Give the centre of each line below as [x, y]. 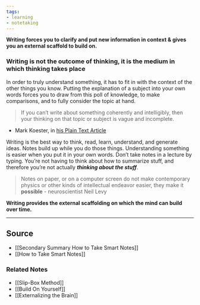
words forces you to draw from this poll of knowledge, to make [83, 94]
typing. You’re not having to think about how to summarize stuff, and [90, 161]
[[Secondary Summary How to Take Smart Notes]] [76, 248]
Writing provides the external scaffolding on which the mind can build [94, 203]
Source [20, 234]
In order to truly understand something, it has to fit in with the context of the [99, 82]
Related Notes [27, 270]
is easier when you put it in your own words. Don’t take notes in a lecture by [99, 154]
